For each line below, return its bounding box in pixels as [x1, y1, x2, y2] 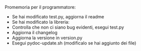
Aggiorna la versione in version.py [11, 35, 83, 41]
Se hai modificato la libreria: [11, 19, 69, 25]
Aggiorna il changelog [11, 30, 58, 35]
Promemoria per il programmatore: [4, 4, 76, 10]
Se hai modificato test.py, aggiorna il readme [11, 14, 104, 19]
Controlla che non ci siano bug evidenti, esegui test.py [11, 24, 124, 30]
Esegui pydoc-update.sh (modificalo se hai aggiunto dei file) [11, 40, 136, 46]
